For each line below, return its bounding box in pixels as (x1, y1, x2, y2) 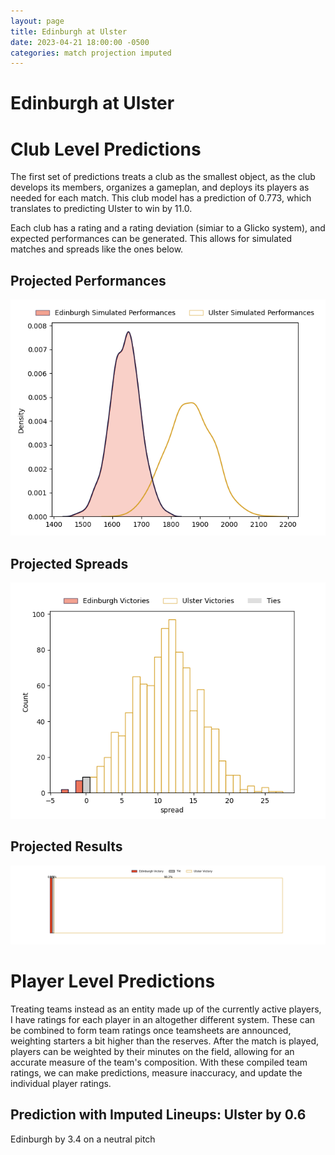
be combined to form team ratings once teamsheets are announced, (10, 1024, 292, 1036)
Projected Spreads (10, 555, 129, 572)
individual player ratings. (10, 1077, 112, 1089)
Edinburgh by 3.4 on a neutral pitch (10, 1133, 156, 1145)
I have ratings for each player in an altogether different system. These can (10, 1013, 316, 1025)
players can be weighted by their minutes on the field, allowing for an (10, 1045, 295, 1057)
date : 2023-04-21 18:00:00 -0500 (10, 37, 150, 47)
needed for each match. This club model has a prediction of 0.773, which (10, 192, 312, 204)
